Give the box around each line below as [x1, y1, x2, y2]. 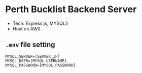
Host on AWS [12, 25, 41, 31]
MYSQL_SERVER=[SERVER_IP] [5, 54, 60, 59]
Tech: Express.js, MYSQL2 [12, 20, 68, 26]
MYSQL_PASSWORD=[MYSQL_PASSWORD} [5, 62, 76, 68]
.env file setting [5, 41, 55, 49]
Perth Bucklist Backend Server [5, 4, 137, 15]
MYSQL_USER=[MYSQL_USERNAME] [5, 58, 67, 63]
